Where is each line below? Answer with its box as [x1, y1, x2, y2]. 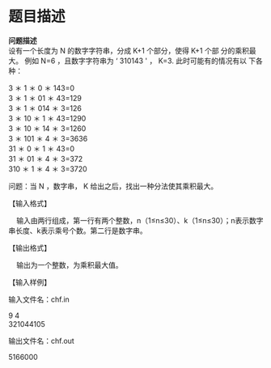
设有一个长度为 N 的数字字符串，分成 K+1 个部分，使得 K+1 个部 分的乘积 [8, 45, 249, 55]
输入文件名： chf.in [8, 294, 70, 304]
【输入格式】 [8, 198, 51, 208]
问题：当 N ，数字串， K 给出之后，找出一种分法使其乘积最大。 [8, 181, 218, 191]
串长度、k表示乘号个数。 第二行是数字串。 [8, 226, 147, 235]
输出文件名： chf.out [8, 336, 74, 345]
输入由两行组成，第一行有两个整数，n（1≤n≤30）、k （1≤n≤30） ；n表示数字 [15, 215, 264, 225]
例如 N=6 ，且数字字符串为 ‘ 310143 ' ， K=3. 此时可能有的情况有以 [23, 56, 247, 66]
